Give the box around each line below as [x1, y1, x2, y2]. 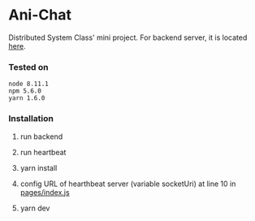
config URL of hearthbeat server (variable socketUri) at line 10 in [19, 179, 236, 188]
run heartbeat [19, 147, 67, 157]
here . [8, 41, 26, 50]
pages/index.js [19, 187, 71, 197]
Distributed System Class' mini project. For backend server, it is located [8, 32, 248, 42]
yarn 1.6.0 [8, 94, 45, 102]
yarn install [19, 162, 58, 172]
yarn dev [19, 203, 50, 213]
